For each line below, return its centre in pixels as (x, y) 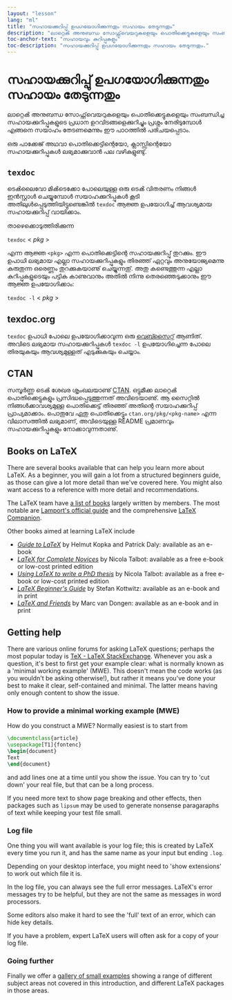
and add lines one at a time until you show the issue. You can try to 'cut (108, 777)
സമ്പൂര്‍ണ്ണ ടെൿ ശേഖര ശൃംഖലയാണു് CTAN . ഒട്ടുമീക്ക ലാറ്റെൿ (92, 390)
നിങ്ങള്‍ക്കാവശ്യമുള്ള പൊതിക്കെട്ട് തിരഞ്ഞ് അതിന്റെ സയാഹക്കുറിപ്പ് (103, 406)
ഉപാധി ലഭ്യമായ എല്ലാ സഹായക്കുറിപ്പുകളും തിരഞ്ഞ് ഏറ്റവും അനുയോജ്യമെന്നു (116, 260)
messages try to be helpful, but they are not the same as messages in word (114, 894)
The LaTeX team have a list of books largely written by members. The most (114, 503)
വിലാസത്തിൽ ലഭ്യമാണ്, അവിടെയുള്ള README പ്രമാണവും (90, 421)
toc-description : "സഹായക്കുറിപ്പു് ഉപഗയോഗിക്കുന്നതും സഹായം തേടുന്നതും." (108, 46)
